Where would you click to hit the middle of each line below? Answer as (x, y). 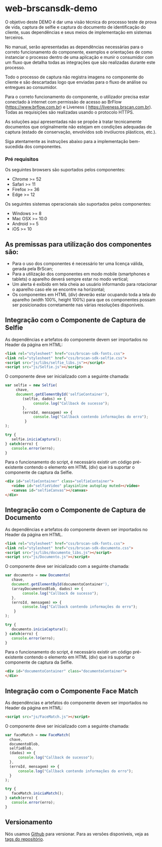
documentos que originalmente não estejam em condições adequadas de (78, 126)
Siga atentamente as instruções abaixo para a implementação (67, 141)
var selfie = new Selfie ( (31, 385)
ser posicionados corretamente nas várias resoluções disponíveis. (78, 305)
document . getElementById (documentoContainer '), (60, 584)
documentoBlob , (25, 744)
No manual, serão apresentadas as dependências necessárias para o (74, 47)
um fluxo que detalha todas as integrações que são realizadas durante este (80, 62)
